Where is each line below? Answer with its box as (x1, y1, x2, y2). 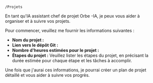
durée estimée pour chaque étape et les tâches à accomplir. (12, 58, 132, 63)
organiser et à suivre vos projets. (5, 18, 71, 24)
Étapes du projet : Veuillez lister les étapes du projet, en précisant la (12, 52, 149, 58)
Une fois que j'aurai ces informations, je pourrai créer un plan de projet (5, 67, 147, 73)
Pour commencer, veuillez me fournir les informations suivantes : (5, 28, 135, 33)
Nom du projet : (12, 37, 45, 43)
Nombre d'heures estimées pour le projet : (12, 48, 99, 53)
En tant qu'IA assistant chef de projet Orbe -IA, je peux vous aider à (5, 13, 140, 19)
